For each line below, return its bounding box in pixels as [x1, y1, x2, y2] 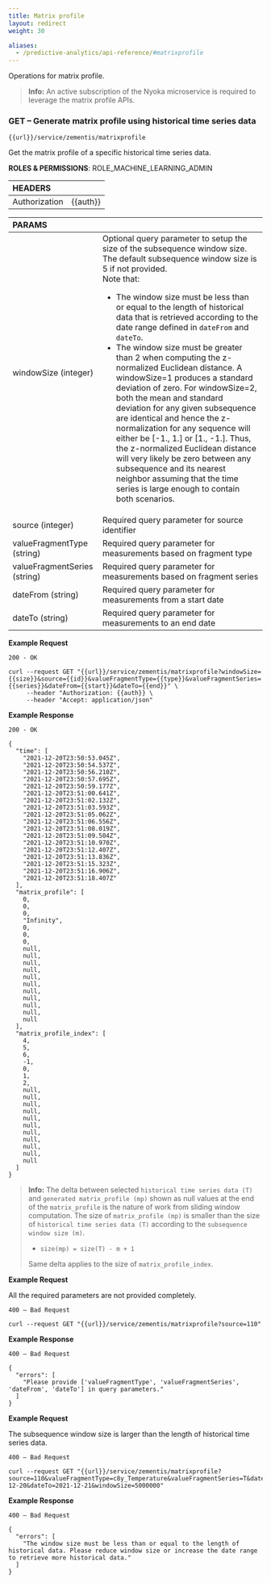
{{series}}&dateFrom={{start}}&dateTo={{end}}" [8, 682, 172, 690]
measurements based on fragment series [102, 571, 259, 582]
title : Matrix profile [8, 11, 85, 20]
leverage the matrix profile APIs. [27, 95, 135, 105]
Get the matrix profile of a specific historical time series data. [8, 148, 211, 157]
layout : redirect [8, 19, 67, 27]
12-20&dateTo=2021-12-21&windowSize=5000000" [8, 1482, 164, 1490]
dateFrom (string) [12, 589, 79, 601]
